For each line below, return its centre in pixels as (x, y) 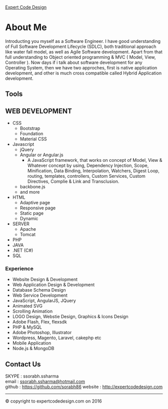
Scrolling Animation (32, 311)
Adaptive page (35, 203)
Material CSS (33, 139)
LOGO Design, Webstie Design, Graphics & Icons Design (70, 317)
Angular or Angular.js (41, 155)
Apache (28, 229)
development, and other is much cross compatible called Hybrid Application (83, 73)
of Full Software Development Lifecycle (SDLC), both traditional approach (81, 46)
